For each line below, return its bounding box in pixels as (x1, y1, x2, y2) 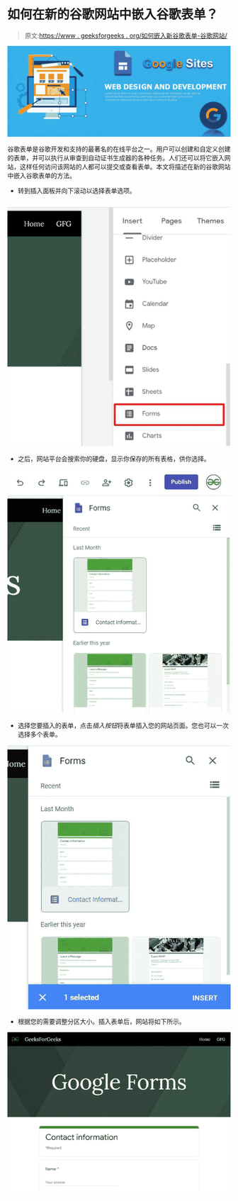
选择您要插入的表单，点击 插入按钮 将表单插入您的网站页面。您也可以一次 (17, 721, 229, 730)
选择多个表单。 (17, 730, 62, 738)
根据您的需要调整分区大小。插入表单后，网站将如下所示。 (17, 1017, 186, 1025)
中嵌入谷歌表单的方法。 (7, 171, 76, 179)
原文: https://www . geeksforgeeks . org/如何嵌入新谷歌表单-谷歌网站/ (24, 31, 228, 40)
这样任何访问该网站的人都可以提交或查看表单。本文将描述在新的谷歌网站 (19, 162, 231, 171)
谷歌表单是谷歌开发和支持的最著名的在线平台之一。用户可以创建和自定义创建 (7, 145, 231, 153)
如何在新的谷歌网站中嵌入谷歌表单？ (7, 6, 219, 23)
